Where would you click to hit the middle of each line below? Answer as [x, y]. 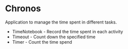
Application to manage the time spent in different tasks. [61, 22]
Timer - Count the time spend [42, 42]
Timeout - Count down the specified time [54, 37]
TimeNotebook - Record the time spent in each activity [68, 31]
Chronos [23, 9]
